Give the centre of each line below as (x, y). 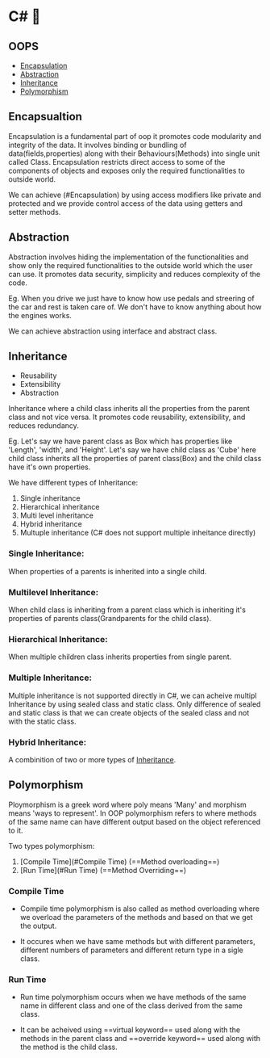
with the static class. (42, 721)
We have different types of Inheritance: (73, 483)
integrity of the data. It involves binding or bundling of (98, 145)
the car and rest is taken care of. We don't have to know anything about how (135, 307)
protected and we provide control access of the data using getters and (126, 203)
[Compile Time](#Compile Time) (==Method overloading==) (120, 861)
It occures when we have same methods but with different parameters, (137, 942)
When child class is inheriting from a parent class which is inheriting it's (127, 610)
